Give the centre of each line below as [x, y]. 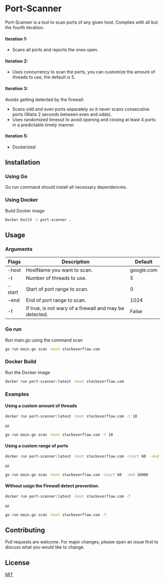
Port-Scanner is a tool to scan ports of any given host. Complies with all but [82, 22]
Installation [23, 162]
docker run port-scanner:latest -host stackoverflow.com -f [68, 496]
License [17, 563]
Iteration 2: [17, 61]
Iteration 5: [17, 136]
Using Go [16, 176]
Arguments [19, 249]
